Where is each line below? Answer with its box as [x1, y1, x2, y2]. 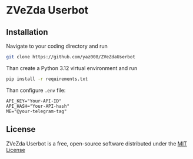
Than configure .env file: [6, 87, 66, 94]
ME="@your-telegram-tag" [6, 108, 67, 114]
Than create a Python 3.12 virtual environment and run [6, 64, 138, 71]
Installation [6, 27, 48, 37]
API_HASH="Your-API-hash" [6, 103, 69, 109]
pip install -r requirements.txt [6, 76, 88, 82]
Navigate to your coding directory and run [6, 42, 108, 49]
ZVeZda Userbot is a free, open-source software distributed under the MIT [6, 140, 187, 147]
